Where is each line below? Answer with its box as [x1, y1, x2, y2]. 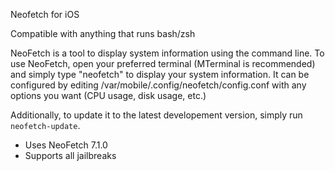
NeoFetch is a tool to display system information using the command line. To [10, 47, 325, 59]
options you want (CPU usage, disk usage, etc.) [10, 90, 207, 101]
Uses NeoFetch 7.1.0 [24, 139, 108, 151]
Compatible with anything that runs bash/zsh [10, 28, 196, 39]
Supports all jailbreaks [24, 150, 117, 161]
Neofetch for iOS [10, 9, 80, 20]
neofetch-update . [10, 120, 81, 131]
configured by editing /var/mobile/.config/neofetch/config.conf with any [10, 79, 307, 91]
